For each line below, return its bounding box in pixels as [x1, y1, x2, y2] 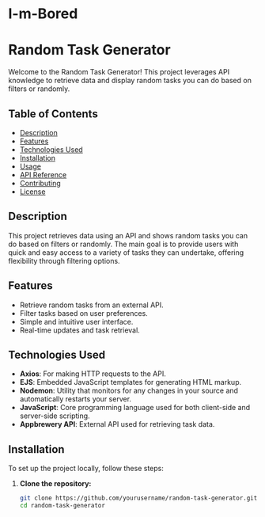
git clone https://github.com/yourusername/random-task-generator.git [19, 494, 258, 503]
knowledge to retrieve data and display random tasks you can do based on [8, 76, 252, 86]
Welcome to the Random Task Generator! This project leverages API [8, 67, 230, 77]
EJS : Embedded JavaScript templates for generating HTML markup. [19, 378, 242, 387]
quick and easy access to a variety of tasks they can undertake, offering [8, 247, 244, 257]
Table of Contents [8, 107, 99, 120]
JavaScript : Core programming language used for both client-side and [19, 403, 251, 412]
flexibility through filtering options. [8, 256, 120, 265]
